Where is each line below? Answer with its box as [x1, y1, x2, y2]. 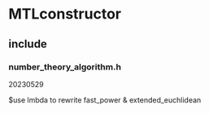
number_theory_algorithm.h [8, 61, 122, 73]
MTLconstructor [8, 5, 122, 23]
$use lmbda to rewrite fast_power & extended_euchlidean [8, 94, 202, 105]
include [8, 37, 47, 51]
